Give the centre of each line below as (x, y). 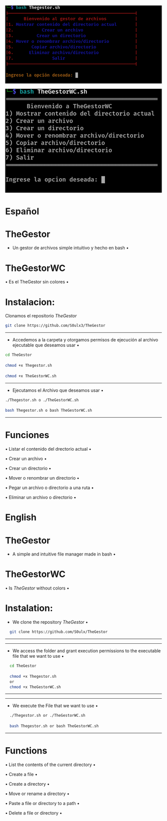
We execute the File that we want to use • (55, 706)
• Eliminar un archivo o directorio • (41, 498)
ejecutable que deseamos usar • (46, 345)
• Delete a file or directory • (34, 813)
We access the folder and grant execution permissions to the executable (86, 651)
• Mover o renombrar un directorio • (42, 478)
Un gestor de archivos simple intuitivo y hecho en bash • (71, 248)
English (21, 518)
